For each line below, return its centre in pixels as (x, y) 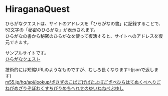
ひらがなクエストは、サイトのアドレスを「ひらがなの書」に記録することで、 (84, 23)
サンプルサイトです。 (27, 53)
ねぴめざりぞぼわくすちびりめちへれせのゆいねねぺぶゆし (64, 88)
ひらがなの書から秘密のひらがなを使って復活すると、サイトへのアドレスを (82, 36)
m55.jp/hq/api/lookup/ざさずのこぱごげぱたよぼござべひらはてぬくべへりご (83, 82)
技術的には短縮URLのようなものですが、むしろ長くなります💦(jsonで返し (80, 69)
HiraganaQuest (38, 9)
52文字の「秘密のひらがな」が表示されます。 (52, 30)
